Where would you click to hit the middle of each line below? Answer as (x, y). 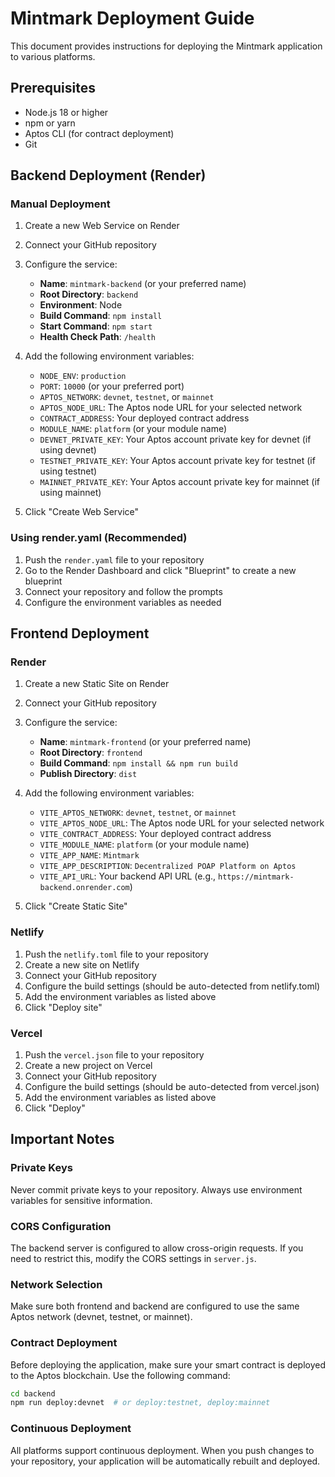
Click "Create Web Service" (82, 512)
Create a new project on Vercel (88, 1066)
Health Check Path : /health (97, 337)
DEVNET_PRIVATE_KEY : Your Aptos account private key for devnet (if (175, 439)
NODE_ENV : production (83, 376)
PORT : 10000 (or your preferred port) (112, 386)
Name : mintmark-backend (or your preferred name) (143, 284)
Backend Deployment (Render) (108, 175)
